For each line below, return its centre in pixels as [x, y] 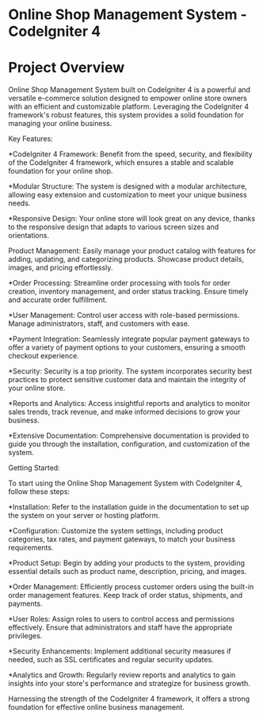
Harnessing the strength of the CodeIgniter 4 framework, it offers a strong [129, 699]
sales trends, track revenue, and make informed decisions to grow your [124, 412]
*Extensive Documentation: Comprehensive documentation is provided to [129, 436]
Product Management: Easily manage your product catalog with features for [132, 251]
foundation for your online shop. [61, 171]
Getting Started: [34, 468]
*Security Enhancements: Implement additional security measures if [120, 651]
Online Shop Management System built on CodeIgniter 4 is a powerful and [130, 90]
